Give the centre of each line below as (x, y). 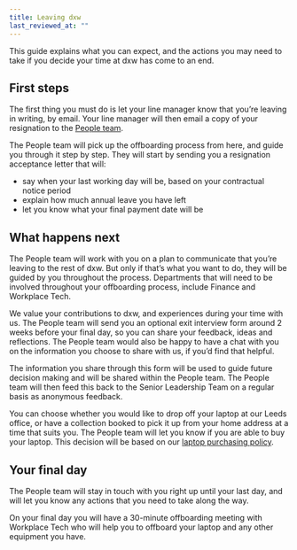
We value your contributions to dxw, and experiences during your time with (146, 314)
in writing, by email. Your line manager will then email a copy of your (134, 119)
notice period (47, 190)
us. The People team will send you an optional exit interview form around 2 (145, 323)
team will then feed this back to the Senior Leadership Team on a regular (142, 387)
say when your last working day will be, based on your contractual (143, 182)
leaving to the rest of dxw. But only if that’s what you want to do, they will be (148, 268)
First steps (39, 88)
